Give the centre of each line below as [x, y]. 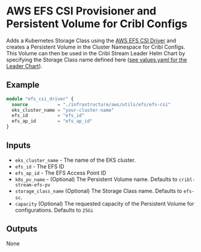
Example [23, 85]
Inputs [19, 146]
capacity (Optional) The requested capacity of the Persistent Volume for [104, 203]
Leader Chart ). [24, 66]
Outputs [22, 229]
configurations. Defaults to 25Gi [54, 210]
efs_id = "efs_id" [48, 115]
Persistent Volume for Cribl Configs [97, 24]
